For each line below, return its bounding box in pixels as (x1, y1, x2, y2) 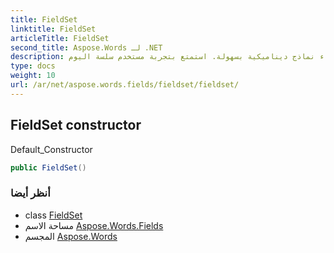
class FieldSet (24, 209, 83, 221)
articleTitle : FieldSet (10, 33, 110, 43)
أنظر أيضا (10, 186, 51, 200)
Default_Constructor (10, 143, 93, 155)
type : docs (10, 61, 56, 71)
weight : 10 (10, 71, 56, 81)
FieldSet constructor (10, 117, 142, 134)
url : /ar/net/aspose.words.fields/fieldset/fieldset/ (10, 80, 240, 90)
